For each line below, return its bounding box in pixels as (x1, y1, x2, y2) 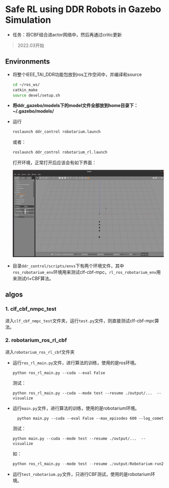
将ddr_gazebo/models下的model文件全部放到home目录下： (12, 103, 138, 109)
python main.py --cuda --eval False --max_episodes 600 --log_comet (17, 416, 164, 421)
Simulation (5, 14, 51, 26)
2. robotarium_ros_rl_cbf (5, 337, 67, 344)
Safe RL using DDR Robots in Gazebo (5, 4, 161, 15)
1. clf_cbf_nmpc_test (5, 306, 57, 313)
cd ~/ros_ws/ (12, 82, 40, 87)
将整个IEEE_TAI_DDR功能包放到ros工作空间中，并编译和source (12, 71, 142, 77)
